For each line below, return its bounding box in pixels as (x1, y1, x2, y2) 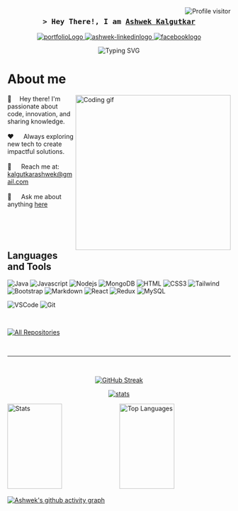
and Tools (7, 260, 52, 272)
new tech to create (7, 140, 62, 148)
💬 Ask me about (7, 193, 62, 201)
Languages (7, 249, 58, 262)
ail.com (7, 177, 29, 186)
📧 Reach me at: (7, 162, 60, 171)
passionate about (7, 102, 58, 111)
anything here (7, 200, 48, 208)
